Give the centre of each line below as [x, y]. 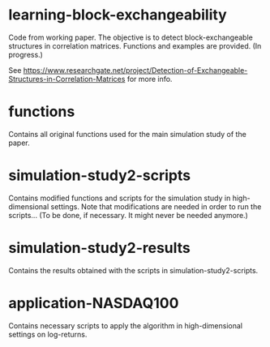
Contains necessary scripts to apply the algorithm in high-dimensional [126, 325]
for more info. [150, 79]
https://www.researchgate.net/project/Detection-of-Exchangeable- [135, 70]
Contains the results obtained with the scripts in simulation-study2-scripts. [133, 270]
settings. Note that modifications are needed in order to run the [156, 206]
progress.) [26, 54]
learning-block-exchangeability [118, 15]
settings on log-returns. [48, 334]
